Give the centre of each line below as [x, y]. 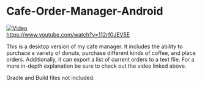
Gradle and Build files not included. [50, 77]
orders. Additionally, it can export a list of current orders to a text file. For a [100, 59]
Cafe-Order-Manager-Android [85, 11]
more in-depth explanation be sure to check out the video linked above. [96, 66]
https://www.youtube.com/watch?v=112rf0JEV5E [68, 34]
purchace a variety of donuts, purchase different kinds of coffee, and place [101, 52]
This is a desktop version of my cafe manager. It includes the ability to [95, 46]
